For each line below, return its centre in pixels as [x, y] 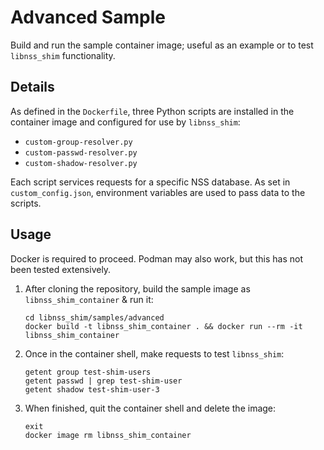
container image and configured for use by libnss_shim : [125, 122]
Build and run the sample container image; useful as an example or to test [162, 45]
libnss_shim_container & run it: [89, 299]
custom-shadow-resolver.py [81, 163]
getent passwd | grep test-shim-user [103, 381]
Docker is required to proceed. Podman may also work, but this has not [157, 258]
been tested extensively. [61, 269]
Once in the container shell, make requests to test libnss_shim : [154, 353]
